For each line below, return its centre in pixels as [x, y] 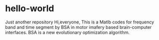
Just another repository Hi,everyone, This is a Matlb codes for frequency [79, 22]
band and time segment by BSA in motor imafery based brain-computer [79, 27]
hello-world [30, 9]
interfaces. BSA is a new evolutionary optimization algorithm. [68, 32]
